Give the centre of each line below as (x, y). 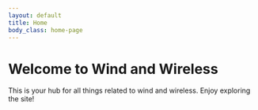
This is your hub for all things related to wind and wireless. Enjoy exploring (129, 90)
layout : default (35, 15)
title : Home (28, 23)
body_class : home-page (46, 30)
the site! (21, 99)
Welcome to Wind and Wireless (114, 69)
